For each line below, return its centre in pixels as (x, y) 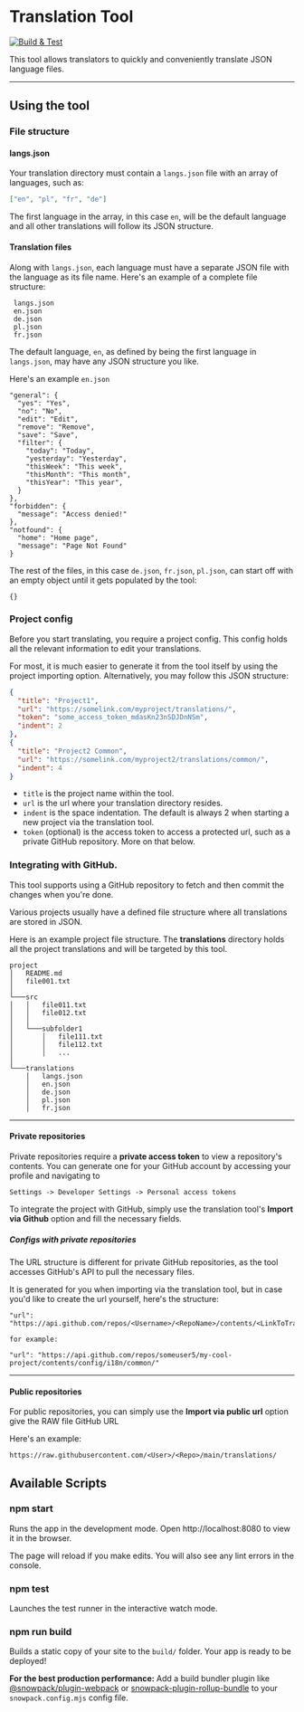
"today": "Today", (60, 451)
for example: (34, 1339)
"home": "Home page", (58, 537)
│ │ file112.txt (56, 1044)
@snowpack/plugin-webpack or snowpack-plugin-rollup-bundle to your (144, 1688)
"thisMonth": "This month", (78, 474)
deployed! (28, 1661)
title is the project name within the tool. (98, 794)
